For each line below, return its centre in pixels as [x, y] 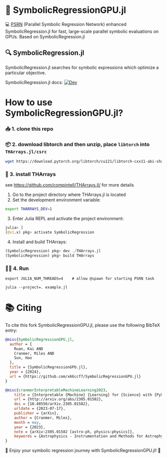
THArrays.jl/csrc [26, 152]
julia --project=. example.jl [37, 287]
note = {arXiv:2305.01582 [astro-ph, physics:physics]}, [74, 432]
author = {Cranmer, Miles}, [43, 418]
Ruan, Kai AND [29, 349]
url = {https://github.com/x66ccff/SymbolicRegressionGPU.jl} [75, 376]
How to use [29, 102]
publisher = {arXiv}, [36, 413]
